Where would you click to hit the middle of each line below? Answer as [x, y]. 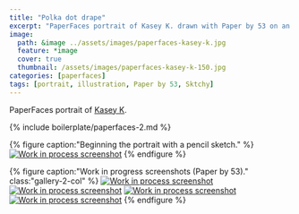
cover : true [40, 59]
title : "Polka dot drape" [57, 17]
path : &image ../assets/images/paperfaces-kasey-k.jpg [122, 43]
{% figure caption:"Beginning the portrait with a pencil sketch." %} [132, 144]
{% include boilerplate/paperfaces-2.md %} [90, 127]
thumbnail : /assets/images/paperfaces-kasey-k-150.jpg [122, 68]
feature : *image [47, 51]
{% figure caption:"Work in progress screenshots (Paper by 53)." [129, 171]
